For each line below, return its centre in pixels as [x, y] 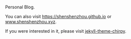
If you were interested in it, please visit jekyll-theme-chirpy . [66, 31]
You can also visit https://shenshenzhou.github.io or [58, 16]
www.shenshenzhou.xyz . [31, 22]
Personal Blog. [20, 7]
